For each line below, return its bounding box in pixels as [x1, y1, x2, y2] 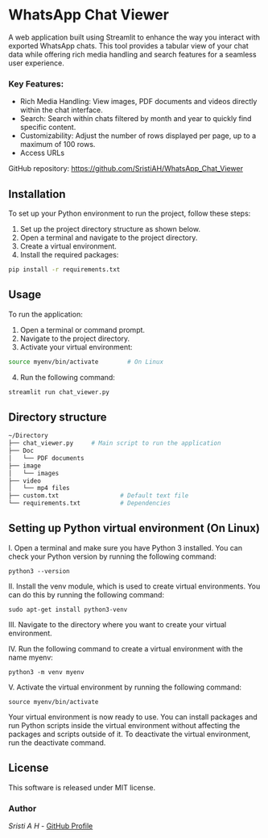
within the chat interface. [19, 105, 103, 115]
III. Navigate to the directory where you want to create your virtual [8, 619, 227, 629]
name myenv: [8, 652, 54, 662]
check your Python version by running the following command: [8, 551, 217, 561]
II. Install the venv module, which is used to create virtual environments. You [8, 581, 261, 591]
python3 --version [8, 567, 70, 575]
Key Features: [8, 78, 64, 90]
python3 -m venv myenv [8, 668, 85, 676]
